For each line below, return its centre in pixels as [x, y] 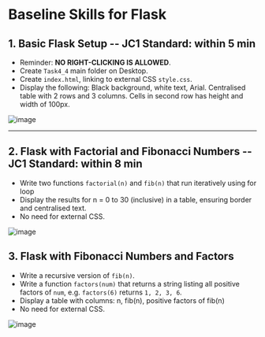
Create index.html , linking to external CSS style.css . [106, 79]
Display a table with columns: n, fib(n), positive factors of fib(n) [122, 300]
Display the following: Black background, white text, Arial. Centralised [132, 87]
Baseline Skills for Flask [88, 15]
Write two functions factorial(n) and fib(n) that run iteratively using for [138, 183]
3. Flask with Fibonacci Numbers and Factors [121, 256]
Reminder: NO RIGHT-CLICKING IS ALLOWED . [95, 62]
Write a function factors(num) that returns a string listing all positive [130, 283]
